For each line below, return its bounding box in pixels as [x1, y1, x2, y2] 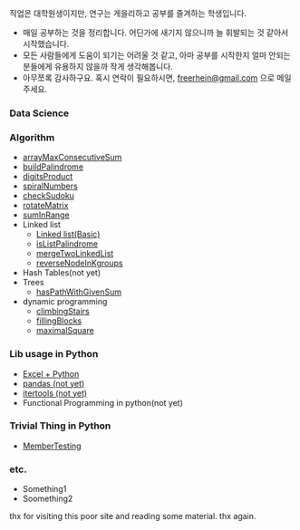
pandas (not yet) [22, 378, 85, 389]
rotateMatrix [22, 200, 69, 211]
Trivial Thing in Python [9, 419, 111, 432]
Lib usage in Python [9, 348, 99, 361]
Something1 [22, 484, 67, 495]
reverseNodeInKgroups [35, 257, 123, 269]
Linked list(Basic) [35, 229, 101, 240]
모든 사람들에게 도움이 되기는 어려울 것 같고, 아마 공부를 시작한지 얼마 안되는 [22, 50, 292, 61]
